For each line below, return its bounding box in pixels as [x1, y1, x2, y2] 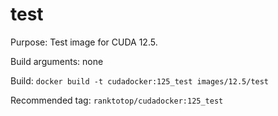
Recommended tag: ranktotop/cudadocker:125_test [10, 94, 224, 106]
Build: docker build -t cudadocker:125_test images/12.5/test [10, 74, 270, 87]
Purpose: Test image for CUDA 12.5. [10, 36, 158, 48]
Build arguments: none [10, 55, 104, 67]
